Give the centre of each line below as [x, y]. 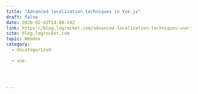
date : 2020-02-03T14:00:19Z [41, 22]
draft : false [22, 17]
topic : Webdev [24, 39]
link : [13, 28]
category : [18, 45]
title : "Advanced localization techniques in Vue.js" [74, 11]
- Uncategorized [31, 50]
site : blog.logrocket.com [38, 33]
